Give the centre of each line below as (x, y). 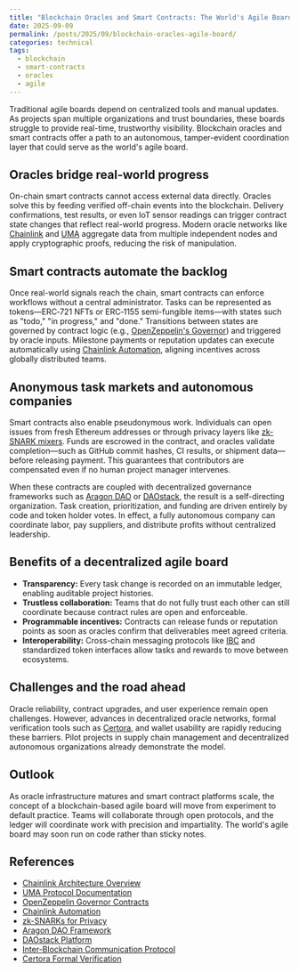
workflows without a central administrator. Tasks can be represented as (140, 303)
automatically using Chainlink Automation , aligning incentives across (135, 350)
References (42, 861)
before (21, 460)
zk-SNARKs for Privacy (65, 921)
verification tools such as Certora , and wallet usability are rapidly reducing (145, 727)
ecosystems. (45, 659)
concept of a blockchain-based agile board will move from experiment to (143, 806)
